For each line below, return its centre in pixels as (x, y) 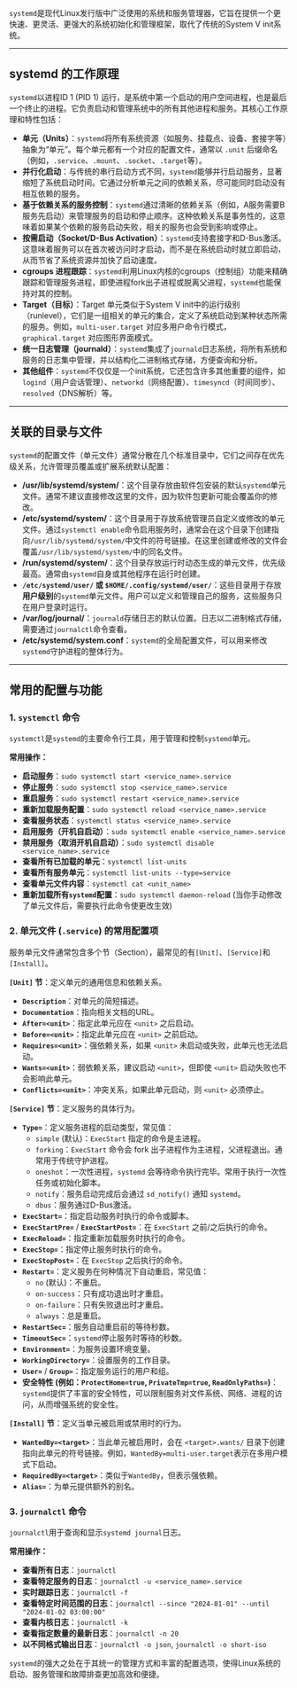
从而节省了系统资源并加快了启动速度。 (91, 260)
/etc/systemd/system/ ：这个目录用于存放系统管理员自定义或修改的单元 (153, 518)
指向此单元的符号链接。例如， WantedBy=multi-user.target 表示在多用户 (151, 1453)
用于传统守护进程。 (78, 1160)
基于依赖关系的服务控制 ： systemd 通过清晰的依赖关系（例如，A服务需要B (153, 204)
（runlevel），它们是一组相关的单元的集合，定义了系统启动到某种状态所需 (155, 315)
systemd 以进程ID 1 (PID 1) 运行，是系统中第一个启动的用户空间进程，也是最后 (148, 97)
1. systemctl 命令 (45, 717)
